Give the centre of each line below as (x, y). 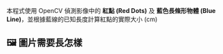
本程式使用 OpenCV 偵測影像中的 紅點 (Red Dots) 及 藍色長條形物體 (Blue (111, 11)
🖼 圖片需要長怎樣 (44, 43)
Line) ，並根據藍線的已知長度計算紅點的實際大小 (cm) (82, 19)
